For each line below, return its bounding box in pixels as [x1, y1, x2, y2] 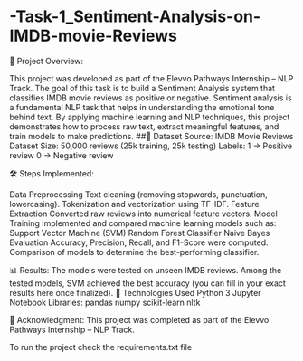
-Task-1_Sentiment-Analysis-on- [9, 6, 261, 27]
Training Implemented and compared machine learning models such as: [9, 217, 277, 228]
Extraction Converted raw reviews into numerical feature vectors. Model [9, 208, 278, 219]
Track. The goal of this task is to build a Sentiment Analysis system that [9, 82, 276, 93]
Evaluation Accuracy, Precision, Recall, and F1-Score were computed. [9, 237, 269, 248]
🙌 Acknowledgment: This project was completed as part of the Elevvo [9, 314, 270, 325]
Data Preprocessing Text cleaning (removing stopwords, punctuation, [9, 188, 269, 200]
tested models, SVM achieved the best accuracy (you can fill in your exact [9, 278, 287, 289]
